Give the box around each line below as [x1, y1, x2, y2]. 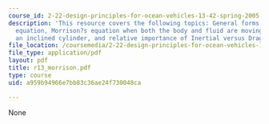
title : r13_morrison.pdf [8, 64, 91, 72]
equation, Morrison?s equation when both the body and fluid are [15, 26, 239, 34]
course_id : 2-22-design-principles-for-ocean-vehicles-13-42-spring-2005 [8, 11, 260, 20]
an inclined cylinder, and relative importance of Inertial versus [15, 34, 246, 42]
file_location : [8, 42, 59, 50]
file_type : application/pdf [8, 49, 102, 57]
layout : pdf [8, 57, 48, 65]
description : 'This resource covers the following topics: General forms [8, 19, 260, 27]
